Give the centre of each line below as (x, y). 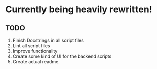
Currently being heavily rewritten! (79, 9)
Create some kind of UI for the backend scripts (62, 56)
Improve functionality (35, 51)
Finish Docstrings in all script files (48, 40)
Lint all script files (31, 46)
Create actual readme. (36, 62)
